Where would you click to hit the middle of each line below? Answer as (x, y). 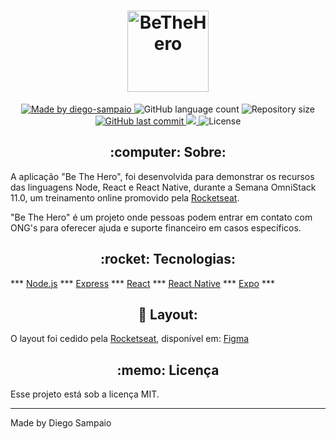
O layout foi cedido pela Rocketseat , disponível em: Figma (130, 339)
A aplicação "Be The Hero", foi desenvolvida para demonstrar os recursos (162, 176)
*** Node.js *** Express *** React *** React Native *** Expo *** (142, 283)
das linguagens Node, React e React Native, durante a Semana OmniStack (163, 187)
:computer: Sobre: (168, 152)
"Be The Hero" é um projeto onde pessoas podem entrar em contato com (161, 217)
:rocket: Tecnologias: (168, 259)
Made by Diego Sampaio (61, 423)
